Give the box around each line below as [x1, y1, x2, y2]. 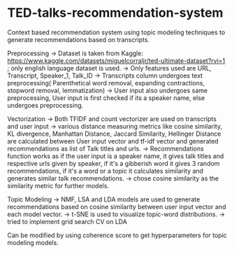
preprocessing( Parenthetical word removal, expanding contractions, [7, 78, 205, 87]
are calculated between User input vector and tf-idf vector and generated [7, 136, 219, 145]
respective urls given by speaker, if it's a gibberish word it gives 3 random [7, 159, 220, 167]
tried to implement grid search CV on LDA [7, 217, 128, 225]
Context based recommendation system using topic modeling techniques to [7, 28, 226, 36]
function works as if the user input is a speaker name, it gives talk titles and [7, 152, 224, 160]
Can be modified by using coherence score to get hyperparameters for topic [7, 231, 227, 239]
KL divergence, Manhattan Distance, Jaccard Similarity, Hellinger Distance [7, 129, 221, 138]
